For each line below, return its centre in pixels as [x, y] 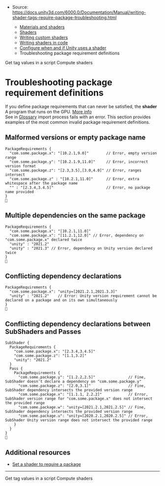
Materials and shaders [42, 27]
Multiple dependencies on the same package [75, 216]
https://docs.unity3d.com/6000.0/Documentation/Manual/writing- [79, 12]
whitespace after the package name [41, 183]
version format [21, 166]
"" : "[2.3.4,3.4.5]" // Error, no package [80, 188]
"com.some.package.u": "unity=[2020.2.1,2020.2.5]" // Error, [83, 416]
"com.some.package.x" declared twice [44, 240]
